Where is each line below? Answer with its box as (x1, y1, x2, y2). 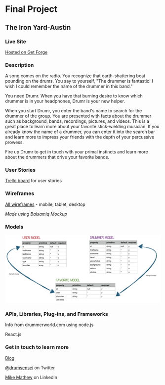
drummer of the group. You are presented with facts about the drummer (5, 113, 152, 119)
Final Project (5, 3, 58, 15)
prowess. (5, 140, 24, 145)
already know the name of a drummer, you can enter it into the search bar (5, 129, 155, 135)
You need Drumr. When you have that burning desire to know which (5, 93, 143, 99)
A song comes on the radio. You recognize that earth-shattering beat (5, 73, 146, 79)
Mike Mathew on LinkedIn (5, 374, 58, 380)
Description (5, 61, 34, 68)
